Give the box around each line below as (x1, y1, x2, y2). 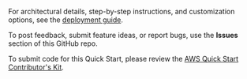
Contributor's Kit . (8, 62, 65, 72)
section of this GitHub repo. (8, 39, 99, 48)
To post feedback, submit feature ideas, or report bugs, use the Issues (8, 31, 238, 39)
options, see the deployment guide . (8, 15, 124, 24)
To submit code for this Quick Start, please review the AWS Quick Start (8, 55, 239, 63)
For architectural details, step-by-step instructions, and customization (8, 7, 235, 16)
